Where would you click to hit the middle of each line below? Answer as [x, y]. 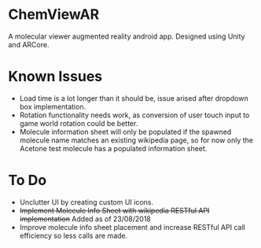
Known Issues [55, 77]
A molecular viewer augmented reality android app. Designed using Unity [127, 36]
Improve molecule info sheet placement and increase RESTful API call [132, 227]
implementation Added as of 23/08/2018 [85, 219]
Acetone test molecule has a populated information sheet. [113, 148]
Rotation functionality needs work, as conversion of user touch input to [134, 115]
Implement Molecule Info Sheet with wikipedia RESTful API [114, 210]
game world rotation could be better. [79, 123]
